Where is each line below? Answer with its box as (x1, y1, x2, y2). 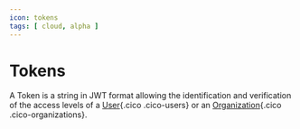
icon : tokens (9, 13, 59, 23)
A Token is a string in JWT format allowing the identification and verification (9, 90, 292, 101)
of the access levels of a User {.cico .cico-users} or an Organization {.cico (9, 100, 282, 111)
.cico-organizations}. (9, 109, 88, 120)
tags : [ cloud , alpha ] (9, 22, 99, 31)
